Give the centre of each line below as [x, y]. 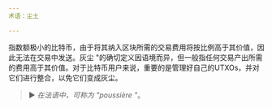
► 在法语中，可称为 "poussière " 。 [86, 95]
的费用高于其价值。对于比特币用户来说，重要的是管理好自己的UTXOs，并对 [134, 67]
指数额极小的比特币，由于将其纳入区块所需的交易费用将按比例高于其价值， [133, 47]
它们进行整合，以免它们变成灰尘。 [65, 77]
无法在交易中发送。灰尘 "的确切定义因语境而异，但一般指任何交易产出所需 [139, 57]
